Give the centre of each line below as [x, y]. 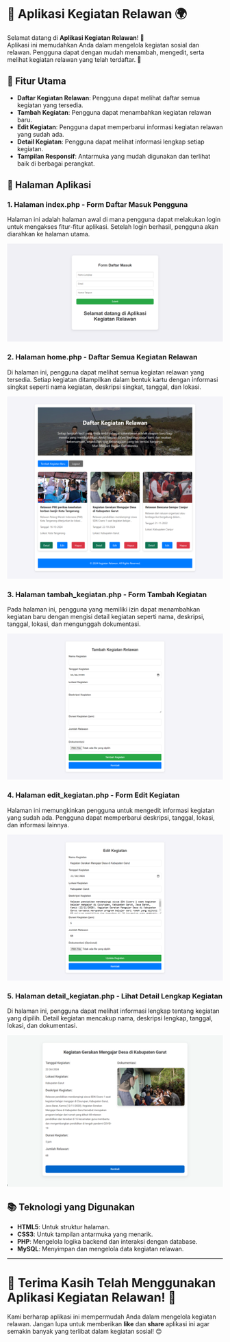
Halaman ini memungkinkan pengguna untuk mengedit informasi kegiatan [111, 810]
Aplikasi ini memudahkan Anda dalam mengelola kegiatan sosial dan [103, 45]
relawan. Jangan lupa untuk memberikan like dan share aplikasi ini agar [108, 1324]
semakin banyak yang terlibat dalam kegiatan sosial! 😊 [85, 1332]
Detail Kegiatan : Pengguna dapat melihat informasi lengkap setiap [111, 142]
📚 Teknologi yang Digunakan [71, 1207]
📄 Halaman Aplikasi [49, 185]
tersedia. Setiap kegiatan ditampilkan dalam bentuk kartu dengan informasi [113, 379]
